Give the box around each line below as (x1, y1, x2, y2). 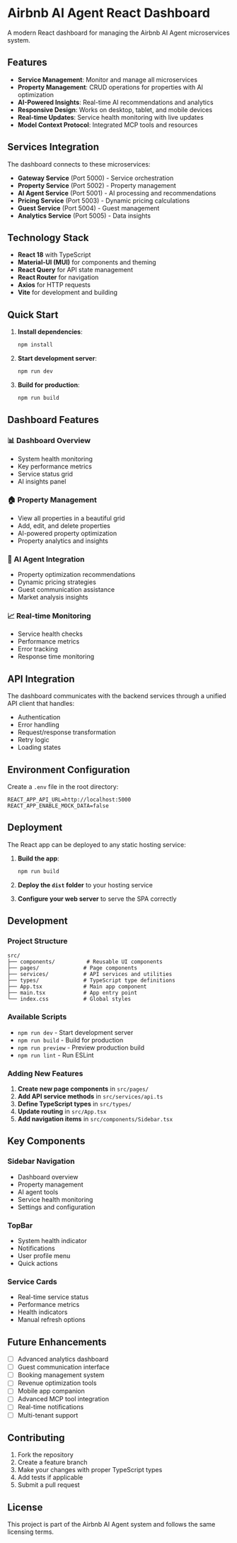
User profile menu (17, 1251, 71, 1259)
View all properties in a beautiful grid (17, 514, 125, 522)
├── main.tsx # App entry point (7, 989, 138, 997)
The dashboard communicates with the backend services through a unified (7, 692, 226, 700)
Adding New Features (7, 1068, 83, 1078)
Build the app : (17, 854, 59, 863)
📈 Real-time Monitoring (7, 611, 91, 621)
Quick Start (7, 308, 59, 320)
